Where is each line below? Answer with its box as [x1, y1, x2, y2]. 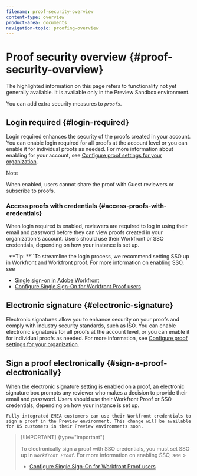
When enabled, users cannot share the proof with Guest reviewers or [6, 181, 174, 188]
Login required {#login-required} [6, 117, 130, 127]
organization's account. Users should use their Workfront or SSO [6, 235, 164, 242]
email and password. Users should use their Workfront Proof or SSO [6, 395, 172, 402]
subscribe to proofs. [6, 187, 55, 194]
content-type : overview [6, 14, 65, 20]
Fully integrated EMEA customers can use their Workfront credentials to [6, 413, 192, 419]
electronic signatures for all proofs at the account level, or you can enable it [6, 329, 190, 336]
